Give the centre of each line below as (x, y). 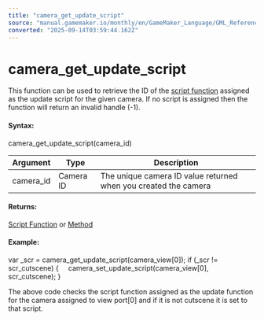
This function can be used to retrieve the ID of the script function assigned (129, 90)
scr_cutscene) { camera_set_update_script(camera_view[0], (108, 267)
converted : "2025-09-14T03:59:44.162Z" (73, 30)
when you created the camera (156, 186)
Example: (24, 242)
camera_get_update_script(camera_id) (70, 143)
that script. (26, 308)
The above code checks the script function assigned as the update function (131, 291)
